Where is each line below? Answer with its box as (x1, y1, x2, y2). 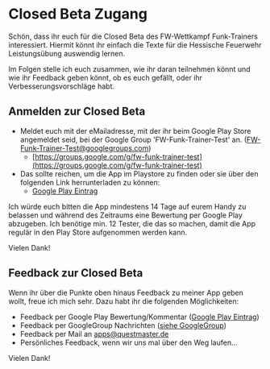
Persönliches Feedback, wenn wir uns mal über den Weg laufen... (19, 338, 238, 347)
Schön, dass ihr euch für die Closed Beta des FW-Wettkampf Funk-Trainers (8, 31, 258, 41)
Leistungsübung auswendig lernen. (8, 48, 126, 58)
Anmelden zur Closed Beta (8, 105, 146, 118)
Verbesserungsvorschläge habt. (8, 81, 115, 91)
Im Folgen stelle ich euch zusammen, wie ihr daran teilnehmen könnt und (8, 64, 251, 73)
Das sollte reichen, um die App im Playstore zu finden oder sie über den (19, 168, 259, 178)
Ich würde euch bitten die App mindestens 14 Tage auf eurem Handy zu (8, 201, 247, 211)
